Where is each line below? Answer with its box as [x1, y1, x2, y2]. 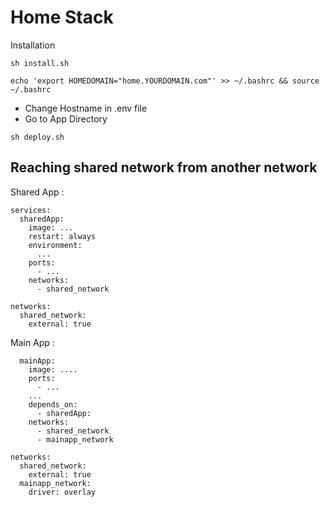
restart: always [28, 231, 97, 241]
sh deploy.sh [10, 132, 65, 142]
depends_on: [28, 399, 78, 410]
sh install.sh [10, 58, 70, 68]
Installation [10, 39, 56, 51]
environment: [28, 240, 83, 250]
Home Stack [10, 6, 114, 29]
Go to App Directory [24, 112, 108, 125]
